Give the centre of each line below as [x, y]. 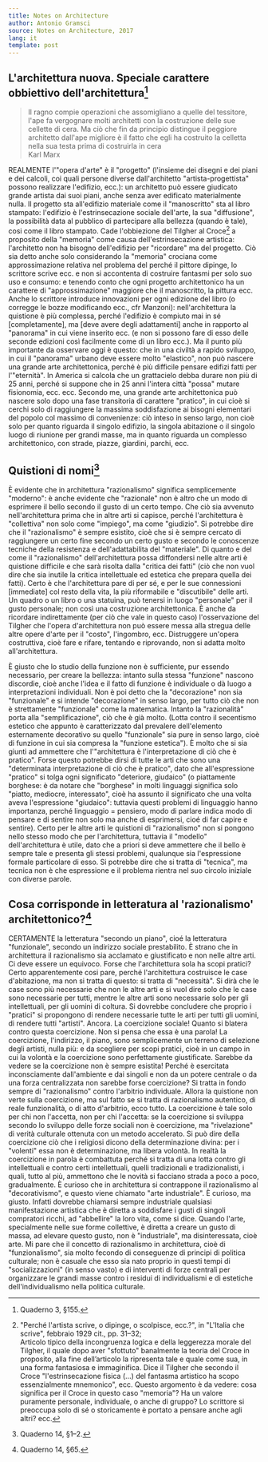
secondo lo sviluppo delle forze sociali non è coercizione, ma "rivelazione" [131, 1125]
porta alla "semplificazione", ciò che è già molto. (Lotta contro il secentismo [132, 718]
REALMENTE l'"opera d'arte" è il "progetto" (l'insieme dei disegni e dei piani [133, 169]
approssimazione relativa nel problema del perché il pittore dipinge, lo [123, 265]
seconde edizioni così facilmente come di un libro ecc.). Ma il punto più [125, 341]
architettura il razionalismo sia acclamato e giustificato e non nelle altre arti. [132, 955]
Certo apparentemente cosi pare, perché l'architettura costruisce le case [128, 973]
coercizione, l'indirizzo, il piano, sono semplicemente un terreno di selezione [134, 1041]
